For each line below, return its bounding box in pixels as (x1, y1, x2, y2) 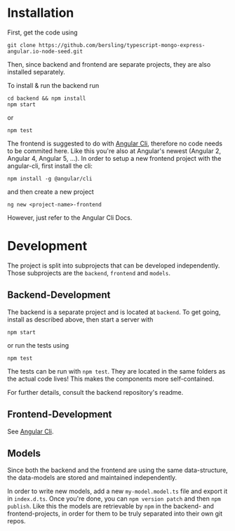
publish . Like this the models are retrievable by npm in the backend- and (7, 502, 214, 511)
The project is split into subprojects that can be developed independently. (7, 261, 220, 270)
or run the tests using (7, 341, 69, 349)
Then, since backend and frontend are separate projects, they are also (7, 60, 211, 68)
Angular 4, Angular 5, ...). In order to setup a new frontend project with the (7, 154, 222, 162)
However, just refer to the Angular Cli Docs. (7, 213, 133, 222)
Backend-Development (7, 289, 111, 301)
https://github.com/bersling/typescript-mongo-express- (38, 41, 206, 48)
